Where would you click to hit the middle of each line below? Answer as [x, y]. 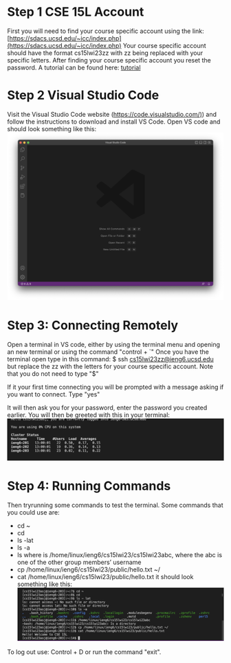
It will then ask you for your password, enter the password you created [107, 408]
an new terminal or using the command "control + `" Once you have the [108, 352]
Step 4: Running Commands [89, 486]
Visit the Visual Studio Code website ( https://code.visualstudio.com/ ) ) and [112, 114]
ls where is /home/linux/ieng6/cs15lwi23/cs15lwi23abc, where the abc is [119, 554]
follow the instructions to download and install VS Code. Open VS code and [114, 122]
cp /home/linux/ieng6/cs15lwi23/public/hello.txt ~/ [88, 569]
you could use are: [33, 512]
